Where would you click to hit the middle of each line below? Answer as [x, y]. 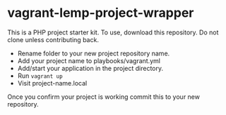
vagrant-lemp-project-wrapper [101, 13]
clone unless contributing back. [53, 39]
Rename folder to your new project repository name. [94, 53]
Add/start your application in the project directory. [90, 68]
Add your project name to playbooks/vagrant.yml [89, 60]
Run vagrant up [40, 76]
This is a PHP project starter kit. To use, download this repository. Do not [113, 32]
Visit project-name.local [52, 83]
